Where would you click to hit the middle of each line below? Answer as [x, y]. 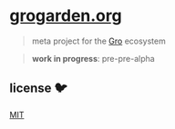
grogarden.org [66, 16]
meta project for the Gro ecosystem [98, 41]
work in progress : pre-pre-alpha [93, 58]
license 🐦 [39, 89]
